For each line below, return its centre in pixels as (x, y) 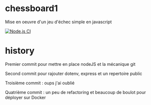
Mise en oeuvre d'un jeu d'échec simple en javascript (59, 22)
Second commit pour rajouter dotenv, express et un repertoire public (74, 74)
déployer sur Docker (25, 97)
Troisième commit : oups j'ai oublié (40, 83)
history (20, 51)
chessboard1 (32, 8)
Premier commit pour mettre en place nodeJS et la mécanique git (70, 64)
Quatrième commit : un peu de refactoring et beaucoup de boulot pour (75, 92)
